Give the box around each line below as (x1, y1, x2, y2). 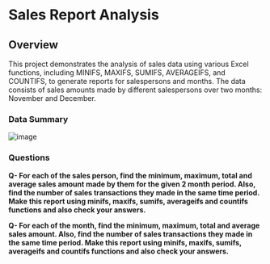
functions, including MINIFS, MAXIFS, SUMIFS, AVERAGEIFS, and (8, 68, 226, 78)
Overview (8, 38, 59, 52)
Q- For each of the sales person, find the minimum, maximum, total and (8, 170, 252, 180)
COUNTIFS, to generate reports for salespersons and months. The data (8, 77, 247, 86)
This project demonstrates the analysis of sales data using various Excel (8, 59, 249, 69)
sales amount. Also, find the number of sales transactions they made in (8, 228, 253, 239)
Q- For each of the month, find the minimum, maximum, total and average (8, 220, 260, 230)
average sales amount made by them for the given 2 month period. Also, (8, 179, 256, 189)
